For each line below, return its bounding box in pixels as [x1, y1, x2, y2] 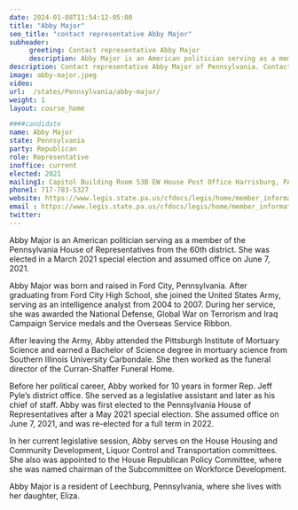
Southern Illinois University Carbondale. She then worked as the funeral [9, 354, 271, 365]
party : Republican [9, 145, 77, 153]
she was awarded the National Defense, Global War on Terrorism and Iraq [9, 308, 278, 319]
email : [9, 202, 38, 211]
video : [9, 79, 34, 88]
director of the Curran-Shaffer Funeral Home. [9, 363, 175, 373]
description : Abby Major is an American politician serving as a [28, 54, 276, 63]
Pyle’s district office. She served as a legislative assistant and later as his [9, 389, 276, 400]
